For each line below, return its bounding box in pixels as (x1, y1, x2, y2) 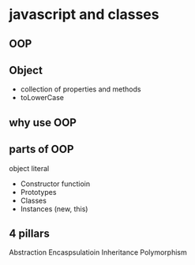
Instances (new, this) (20, 203, 88, 214)
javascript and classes (9, 6, 159, 24)
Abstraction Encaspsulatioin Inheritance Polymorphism (9, 248, 188, 257)
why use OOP (9, 116, 77, 129)
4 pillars (9, 226, 50, 240)
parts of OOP (9, 143, 74, 156)
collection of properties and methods (20, 84, 141, 94)
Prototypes (20, 187, 57, 196)
